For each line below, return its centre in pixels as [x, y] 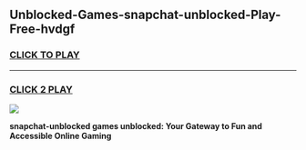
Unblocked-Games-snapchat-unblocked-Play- [145, 15]
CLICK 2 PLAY [41, 89]
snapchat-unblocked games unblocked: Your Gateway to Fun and [136, 125]
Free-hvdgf [42, 30]
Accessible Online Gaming [61, 135]
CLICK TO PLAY [45, 55]
